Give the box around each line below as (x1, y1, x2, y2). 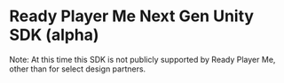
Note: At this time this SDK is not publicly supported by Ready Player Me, (9, 54, 276, 64)
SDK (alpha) (9, 25, 99, 45)
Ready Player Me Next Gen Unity (9, 6, 255, 26)
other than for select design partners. (9, 64, 146, 74)
